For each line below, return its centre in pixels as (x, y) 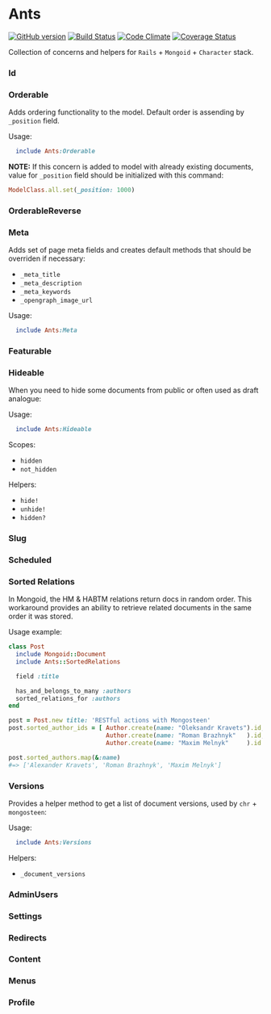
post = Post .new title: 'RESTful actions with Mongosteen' (110, 721)
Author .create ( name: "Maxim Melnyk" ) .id (184, 743)
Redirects (27, 937)
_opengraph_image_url (56, 301)
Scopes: (22, 445)
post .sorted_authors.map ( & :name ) (65, 757)
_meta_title (40, 275)
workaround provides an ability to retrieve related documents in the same (130, 608)
